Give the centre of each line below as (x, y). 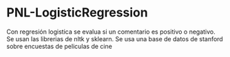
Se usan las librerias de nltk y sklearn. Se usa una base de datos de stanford (115, 38)
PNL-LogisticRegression (77, 13)
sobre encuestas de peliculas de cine (60, 46)
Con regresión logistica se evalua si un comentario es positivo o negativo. (111, 32)
